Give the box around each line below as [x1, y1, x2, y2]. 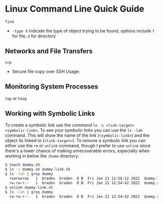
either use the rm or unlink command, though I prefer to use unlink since [5, 143, 151, 149]
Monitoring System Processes [5, 82, 98, 91]
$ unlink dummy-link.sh [5, 185, 53, 190]
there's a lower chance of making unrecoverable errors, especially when [5, 148, 150, 154]
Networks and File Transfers [5, 47, 93, 55]
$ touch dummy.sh [5, 162, 40, 168]
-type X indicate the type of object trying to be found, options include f [12, 28, 155, 33]
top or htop [5, 95, 27, 101]
